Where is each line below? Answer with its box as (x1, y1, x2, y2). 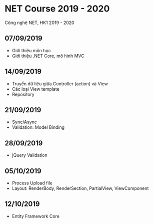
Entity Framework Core (11, 213, 59, 219)
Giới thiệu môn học (11, 47, 51, 53)
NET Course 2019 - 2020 (4, 3, 110, 15)
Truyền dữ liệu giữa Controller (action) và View (11, 81, 108, 87)
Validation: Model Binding (11, 124, 65, 130)
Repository (11, 91, 34, 97)
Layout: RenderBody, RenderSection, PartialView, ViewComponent (11, 185, 149, 191)
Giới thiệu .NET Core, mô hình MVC (11, 53, 84, 59)
